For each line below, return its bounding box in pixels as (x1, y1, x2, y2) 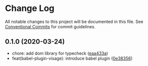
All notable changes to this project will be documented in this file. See (5, 19, 144, 24)
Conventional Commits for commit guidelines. (5, 23, 95, 29)
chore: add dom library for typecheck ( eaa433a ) (12, 50, 108, 56)
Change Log (5, 3, 54, 14)
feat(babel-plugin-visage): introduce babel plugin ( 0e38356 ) (12, 55, 133, 61)
